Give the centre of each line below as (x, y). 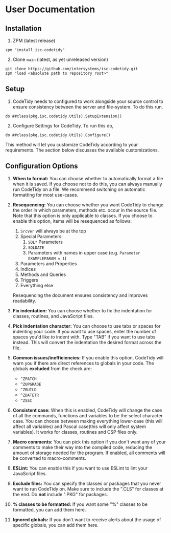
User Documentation (50, 9)
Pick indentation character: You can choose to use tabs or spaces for (87, 326)
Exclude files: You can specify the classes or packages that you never (87, 483)
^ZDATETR (30, 395)
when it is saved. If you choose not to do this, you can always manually (87, 184)
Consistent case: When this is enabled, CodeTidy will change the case (87, 410)
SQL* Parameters (45, 242)
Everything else (37, 285)
